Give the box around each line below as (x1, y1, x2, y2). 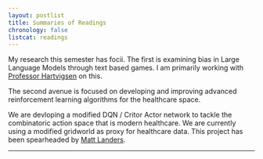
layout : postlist (8, 11, 65, 20)
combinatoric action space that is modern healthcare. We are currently (8, 118, 236, 128)
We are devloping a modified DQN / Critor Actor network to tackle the (8, 110, 232, 120)
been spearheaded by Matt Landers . (8, 135, 126, 145)
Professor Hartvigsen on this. (8, 71, 103, 81)
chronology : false (8, 26, 68, 34)
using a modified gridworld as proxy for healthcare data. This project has (8, 127, 243, 136)
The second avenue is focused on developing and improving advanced (8, 87, 237, 96)
